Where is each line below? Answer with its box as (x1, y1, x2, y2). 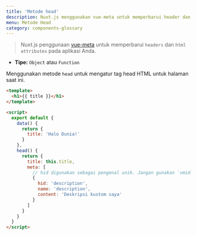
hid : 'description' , (37, 181, 88, 187)
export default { (11, 115, 54, 121)
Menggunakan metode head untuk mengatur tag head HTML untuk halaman (6, 70, 189, 77)
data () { (16, 120, 38, 127)
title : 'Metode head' (6, 8, 59, 15)
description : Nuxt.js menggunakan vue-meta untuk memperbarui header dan (6, 14, 191, 20)
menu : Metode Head (6, 19, 51, 25)
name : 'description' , (37, 186, 91, 192)
